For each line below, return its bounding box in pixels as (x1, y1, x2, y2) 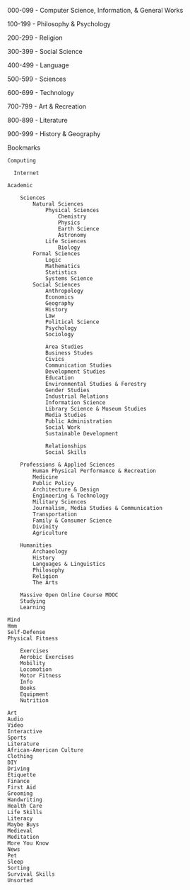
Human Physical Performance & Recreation (32, 467, 157, 474)
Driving (7, 765, 30, 772)
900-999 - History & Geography (7, 130, 101, 138)
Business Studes (44, 350, 93, 357)
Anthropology (44, 287, 83, 294)
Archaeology (32, 548, 69, 555)
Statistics (44, 269, 78, 276)
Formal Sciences (32, 250, 81, 257)
